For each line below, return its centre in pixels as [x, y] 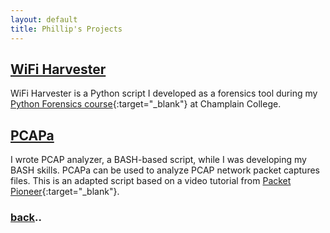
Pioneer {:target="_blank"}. [65, 192]
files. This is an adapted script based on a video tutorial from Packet [151, 181]
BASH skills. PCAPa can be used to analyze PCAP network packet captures [165, 170]
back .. [26, 218]
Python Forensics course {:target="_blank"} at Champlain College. [146, 104]
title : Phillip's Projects [66, 29]
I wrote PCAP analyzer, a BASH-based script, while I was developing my [158, 160]
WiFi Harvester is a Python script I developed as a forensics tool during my [164, 93]
